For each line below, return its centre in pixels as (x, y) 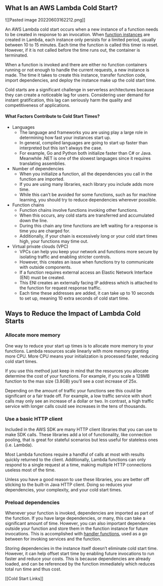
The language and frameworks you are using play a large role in (83, 132)
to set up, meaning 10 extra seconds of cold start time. (74, 298)
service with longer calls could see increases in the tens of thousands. (76, 406)
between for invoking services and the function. (53, 539)
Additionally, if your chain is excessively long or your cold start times (88, 236)
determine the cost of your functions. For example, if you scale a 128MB (77, 376)
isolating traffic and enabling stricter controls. (65, 257)
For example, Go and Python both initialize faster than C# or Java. (86, 153)
